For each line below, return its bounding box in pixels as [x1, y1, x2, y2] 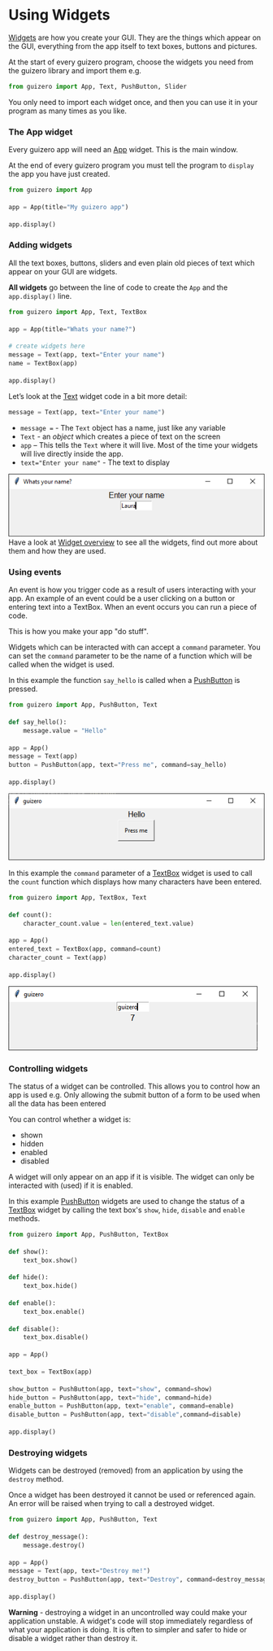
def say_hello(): [8, 718, 67, 726]
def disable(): [8, 1325, 60, 1333]
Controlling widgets [8, 1062, 89, 1074]
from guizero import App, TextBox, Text [8, 893, 148, 901]
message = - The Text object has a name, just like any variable [19, 423, 226, 432]
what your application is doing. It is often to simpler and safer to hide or [8, 1624, 247, 1634]
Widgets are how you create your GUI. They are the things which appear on [8, 33, 262, 42]
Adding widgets [8, 239, 73, 251]
